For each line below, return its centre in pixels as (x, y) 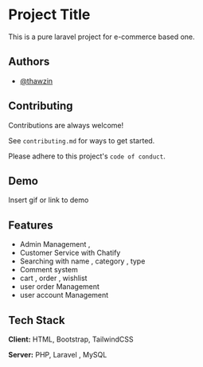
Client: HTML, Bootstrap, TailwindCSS (71, 339)
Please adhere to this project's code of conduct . (87, 156)
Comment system (49, 270)
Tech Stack (37, 320)
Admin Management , (55, 244)
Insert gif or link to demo (49, 200)
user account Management (64, 295)
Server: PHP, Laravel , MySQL (58, 355)
